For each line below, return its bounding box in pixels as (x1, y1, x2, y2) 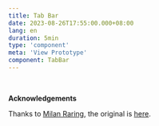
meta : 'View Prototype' (8, 49, 88, 57)
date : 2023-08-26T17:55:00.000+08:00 (8, 19, 134, 27)
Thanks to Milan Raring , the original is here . (8, 108, 152, 118)
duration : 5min (8, 33, 59, 42)
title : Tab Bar (8, 11, 59, 20)
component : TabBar (8, 57, 70, 65)
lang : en (8, 26, 38, 34)
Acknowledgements (8, 93, 78, 103)
